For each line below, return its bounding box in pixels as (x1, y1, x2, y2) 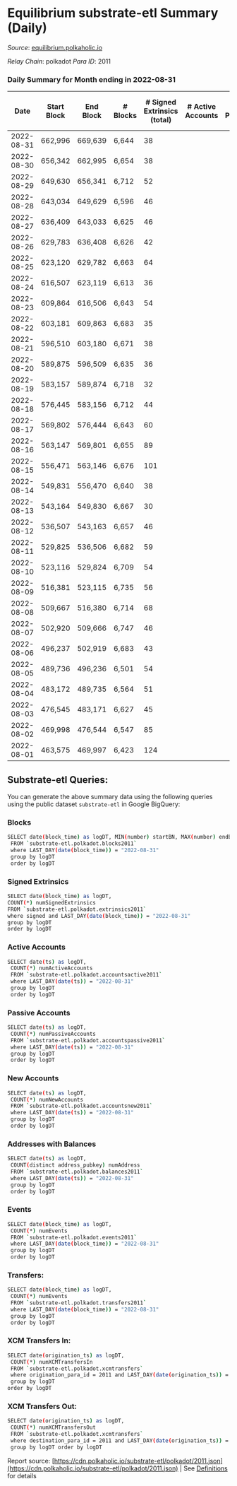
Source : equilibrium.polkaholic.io (7, 43, 103, 52)
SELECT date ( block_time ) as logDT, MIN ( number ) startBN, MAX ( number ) (7, 834, 217, 841)
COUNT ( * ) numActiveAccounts (10, 965, 93, 972)
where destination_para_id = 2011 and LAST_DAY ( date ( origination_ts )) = (10, 1437, 229, 1444)
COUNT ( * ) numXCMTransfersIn (10, 1358, 93, 1365)
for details (7, 1471, 37, 1480)
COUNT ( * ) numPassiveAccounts (10, 1030, 97, 1037)
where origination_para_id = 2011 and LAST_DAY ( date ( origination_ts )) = (10, 1372, 229, 1379)
